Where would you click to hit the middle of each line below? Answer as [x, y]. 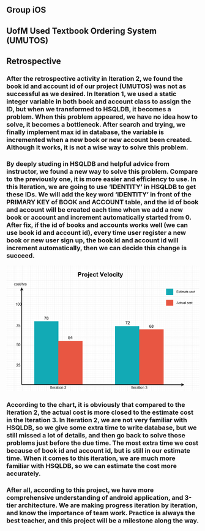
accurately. [24, 473]
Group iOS [26, 10]
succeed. [20, 256]
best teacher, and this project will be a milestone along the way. [102, 521]
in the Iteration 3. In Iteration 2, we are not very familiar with [97, 420]
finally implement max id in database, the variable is [85, 132]
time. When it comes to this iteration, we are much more [91, 458]
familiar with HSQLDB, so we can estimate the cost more [92, 466]
